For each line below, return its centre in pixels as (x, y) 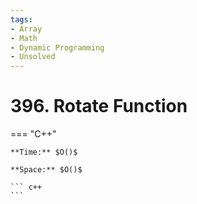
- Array (26, 29)
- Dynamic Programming (57, 47)
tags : (21, 19)
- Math (24, 38)
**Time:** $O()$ (44, 152)
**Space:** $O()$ (46, 170)
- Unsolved (33, 57)
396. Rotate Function (99, 106)
